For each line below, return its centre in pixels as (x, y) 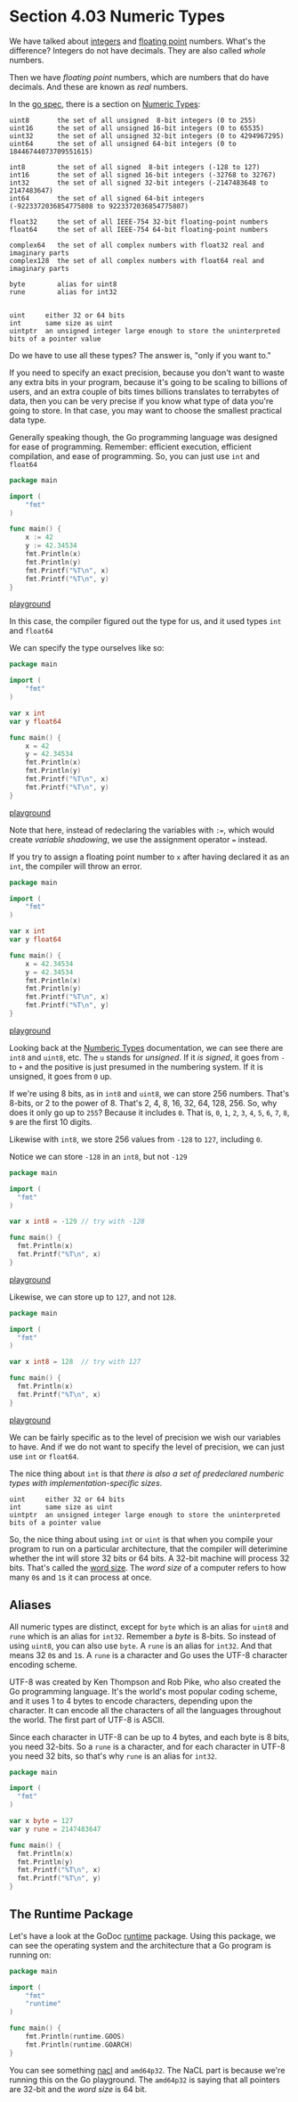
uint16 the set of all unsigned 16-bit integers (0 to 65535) (137, 128)
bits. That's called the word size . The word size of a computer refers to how (148, 1567)
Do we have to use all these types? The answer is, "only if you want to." (140, 355)
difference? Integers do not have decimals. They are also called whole (137, 50)
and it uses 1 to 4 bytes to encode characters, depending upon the (131, 1701)
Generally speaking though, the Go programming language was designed (144, 437)
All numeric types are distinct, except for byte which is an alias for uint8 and (149, 1626)
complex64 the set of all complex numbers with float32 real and (137, 245)
